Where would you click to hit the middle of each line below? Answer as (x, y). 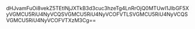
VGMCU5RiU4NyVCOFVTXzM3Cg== (51, 20)
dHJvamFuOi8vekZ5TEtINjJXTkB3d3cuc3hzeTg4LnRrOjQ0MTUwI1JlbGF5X (97, 8)
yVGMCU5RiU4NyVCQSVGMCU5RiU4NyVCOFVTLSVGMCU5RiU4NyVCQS (97, 14)
